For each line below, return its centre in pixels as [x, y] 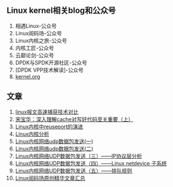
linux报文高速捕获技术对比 [47, 112]
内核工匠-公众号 [35, 48]
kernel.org [28, 76]
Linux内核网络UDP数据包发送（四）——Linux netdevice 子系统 [91, 163]
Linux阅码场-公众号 [39, 33]
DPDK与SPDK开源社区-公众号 [51, 62]
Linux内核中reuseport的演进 [49, 126]
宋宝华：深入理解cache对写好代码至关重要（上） [74, 119]
